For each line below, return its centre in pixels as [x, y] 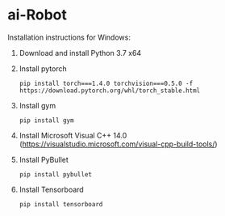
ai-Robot [37, 15]
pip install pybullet [55, 174]
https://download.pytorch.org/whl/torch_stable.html [110, 91]
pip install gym [46, 120]
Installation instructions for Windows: [69, 37]
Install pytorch [43, 68]
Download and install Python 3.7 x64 [80, 53]
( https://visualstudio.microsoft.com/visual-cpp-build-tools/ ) [119, 144]
